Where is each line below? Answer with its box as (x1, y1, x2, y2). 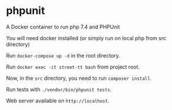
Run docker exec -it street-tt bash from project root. (6, 63, 140, 70)
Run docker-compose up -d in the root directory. (6, 52, 120, 59)
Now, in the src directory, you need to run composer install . (6, 74, 152, 81)
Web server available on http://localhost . (6, 97, 110, 104)
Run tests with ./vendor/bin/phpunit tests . (6, 86, 112, 93)
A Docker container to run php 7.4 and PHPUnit (6, 23, 120, 30)
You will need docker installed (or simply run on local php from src (6, 34, 166, 41)
